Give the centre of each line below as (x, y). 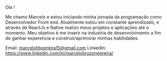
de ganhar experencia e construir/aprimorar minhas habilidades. (72, 38)
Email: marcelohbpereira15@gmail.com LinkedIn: (56, 48)
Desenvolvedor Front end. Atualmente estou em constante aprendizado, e (82, 22)
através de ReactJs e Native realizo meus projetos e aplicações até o (77, 27)
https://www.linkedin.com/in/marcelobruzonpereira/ (59, 53)
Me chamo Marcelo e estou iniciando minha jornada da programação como (83, 17)
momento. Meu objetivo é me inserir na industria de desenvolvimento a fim (83, 33)
